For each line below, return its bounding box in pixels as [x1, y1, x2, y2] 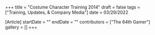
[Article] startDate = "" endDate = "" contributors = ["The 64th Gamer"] [5, 19, 151, 25]
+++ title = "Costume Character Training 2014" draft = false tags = [5, 4, 141, 10]
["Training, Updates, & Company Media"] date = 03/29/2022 [5, 9, 128, 15]
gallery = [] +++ [5, 24, 38, 30]
